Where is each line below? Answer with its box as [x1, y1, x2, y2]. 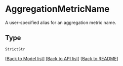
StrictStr [5, 46, 26, 52]
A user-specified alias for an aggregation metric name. [5, 20, 117, 25]
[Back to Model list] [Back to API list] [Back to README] [5, 55, 119, 62]
